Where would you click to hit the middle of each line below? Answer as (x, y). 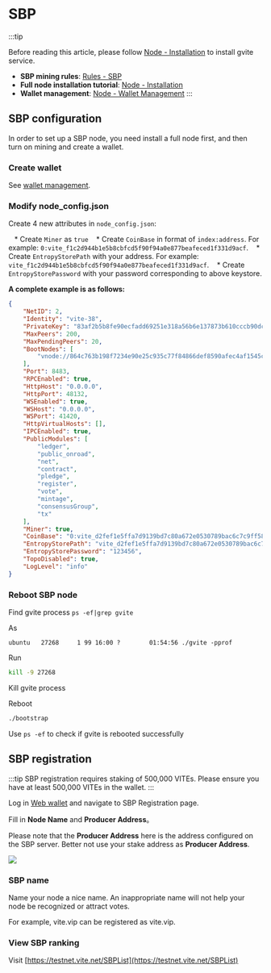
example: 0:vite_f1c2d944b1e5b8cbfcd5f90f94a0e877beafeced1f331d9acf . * (134, 248)
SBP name (29, 880)
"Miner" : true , (48, 529)
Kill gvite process (37, 687)
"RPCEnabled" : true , (57, 379)
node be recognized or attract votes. (69, 906)
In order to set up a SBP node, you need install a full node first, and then (128, 138)
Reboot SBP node (43, 595)
